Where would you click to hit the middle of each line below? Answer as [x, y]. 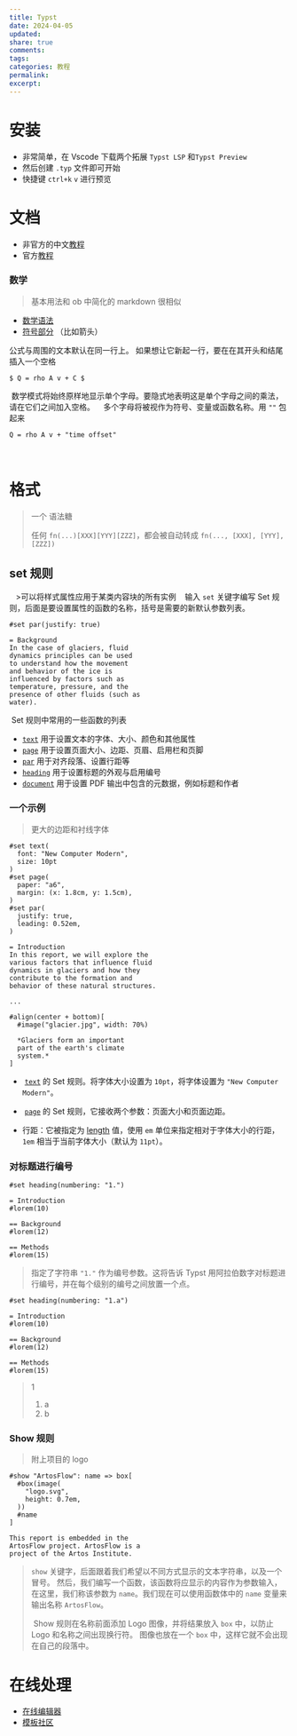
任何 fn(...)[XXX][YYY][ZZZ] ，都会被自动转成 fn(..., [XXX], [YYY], [157, 535]
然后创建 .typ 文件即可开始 [71, 167]
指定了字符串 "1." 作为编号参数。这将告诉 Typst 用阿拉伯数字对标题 [154, 1273]
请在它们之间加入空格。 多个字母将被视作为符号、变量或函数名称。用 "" [143, 407]
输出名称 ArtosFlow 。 [70, 1605]
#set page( [29, 877]
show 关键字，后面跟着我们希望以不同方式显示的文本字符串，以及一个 [156, 1572]
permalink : [29, 75]
